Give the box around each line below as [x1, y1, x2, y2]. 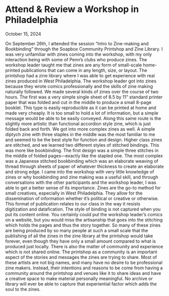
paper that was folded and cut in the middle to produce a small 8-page [5, 99, 152, 105]
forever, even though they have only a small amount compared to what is [5, 238, 156, 244]
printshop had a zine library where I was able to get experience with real [5, 72, 155, 78]
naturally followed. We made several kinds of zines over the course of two [5, 88, 159, 94]
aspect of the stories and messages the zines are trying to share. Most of [5, 254, 157, 260]
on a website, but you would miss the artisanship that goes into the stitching [5, 217, 163, 223]
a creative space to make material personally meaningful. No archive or [5, 275, 153, 281]
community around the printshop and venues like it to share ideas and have [5, 270, 161, 276]
